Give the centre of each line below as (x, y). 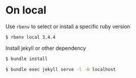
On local (26, 10)
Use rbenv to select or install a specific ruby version (68, 26)
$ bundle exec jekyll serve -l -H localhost (61, 69)
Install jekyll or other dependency (46, 48)
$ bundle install (27, 59)
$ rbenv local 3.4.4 (31, 37)
